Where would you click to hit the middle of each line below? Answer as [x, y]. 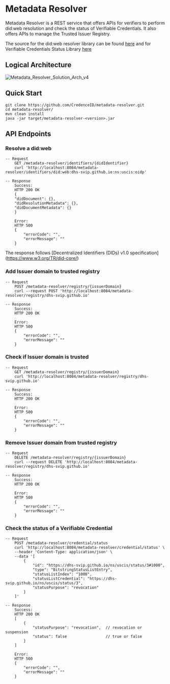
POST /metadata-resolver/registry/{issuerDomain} [68, 286]
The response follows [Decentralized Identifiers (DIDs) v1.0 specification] [82, 253]
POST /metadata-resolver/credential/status [61, 543]
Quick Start [24, 93]
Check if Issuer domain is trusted [47, 357]
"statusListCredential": [59, 579]
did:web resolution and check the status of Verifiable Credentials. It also [81, 28]
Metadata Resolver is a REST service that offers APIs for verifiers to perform [85, 23]
